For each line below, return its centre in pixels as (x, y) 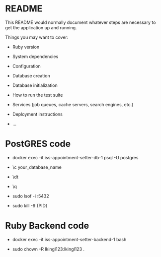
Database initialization (35, 85)
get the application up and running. (41, 27)
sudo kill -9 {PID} (30, 205)
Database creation (31, 75)
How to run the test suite (38, 95)
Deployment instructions (38, 114)
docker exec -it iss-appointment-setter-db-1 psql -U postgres (75, 157)
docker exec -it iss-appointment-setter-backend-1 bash (69, 239)
